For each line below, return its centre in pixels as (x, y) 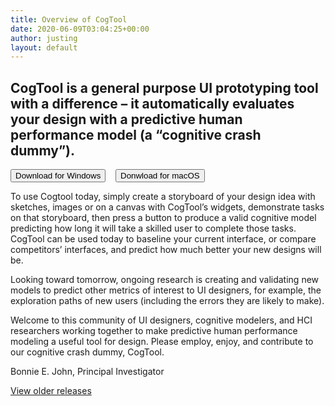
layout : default (44, 47)
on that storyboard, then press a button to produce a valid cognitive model (163, 218)
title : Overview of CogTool (69, 19)
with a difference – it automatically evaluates (152, 103)
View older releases (51, 391)
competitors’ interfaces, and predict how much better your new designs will (166, 250)
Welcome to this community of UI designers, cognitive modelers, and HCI (161, 320)
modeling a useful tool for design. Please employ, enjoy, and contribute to (162, 342)
